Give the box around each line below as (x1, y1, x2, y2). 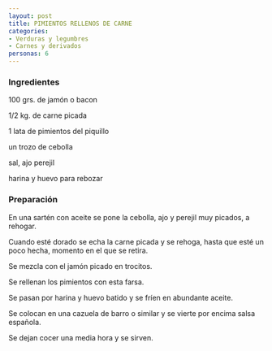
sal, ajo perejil (8, 158, 55, 167)
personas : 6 (8, 50, 49, 58)
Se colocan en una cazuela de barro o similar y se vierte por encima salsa (8, 308, 256, 318)
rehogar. (8, 221, 37, 231)
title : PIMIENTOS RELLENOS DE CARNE (8, 19, 132, 28)
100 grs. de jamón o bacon (8, 95, 97, 105)
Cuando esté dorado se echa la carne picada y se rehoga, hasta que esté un (8, 236, 264, 246)
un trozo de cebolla (8, 142, 73, 152)
